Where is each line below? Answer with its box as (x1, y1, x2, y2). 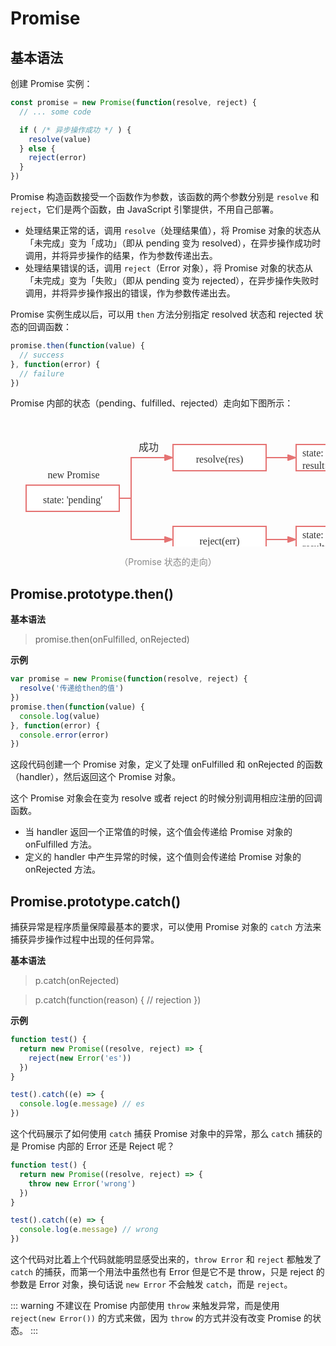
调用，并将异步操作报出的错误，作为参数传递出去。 (24, 287, 236, 299)
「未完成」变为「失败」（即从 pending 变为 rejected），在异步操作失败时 (24, 275, 320, 286)
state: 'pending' (42, 494, 103, 506)
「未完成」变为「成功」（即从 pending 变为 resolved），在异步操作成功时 (24, 237, 322, 249)
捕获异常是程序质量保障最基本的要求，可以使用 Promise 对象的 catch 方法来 (10, 921, 322, 933)
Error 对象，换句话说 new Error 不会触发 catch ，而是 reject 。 (38, 1278, 293, 1291)
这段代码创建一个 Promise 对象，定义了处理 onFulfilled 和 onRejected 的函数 (10, 758, 323, 771)
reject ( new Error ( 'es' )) (28, 1053, 132, 1063)
